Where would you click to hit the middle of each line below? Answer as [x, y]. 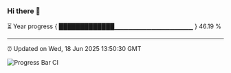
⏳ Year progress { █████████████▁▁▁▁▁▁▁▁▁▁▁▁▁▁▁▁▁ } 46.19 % [114, 26]
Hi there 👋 [24, 11]
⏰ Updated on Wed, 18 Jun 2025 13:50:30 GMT [74, 49]
